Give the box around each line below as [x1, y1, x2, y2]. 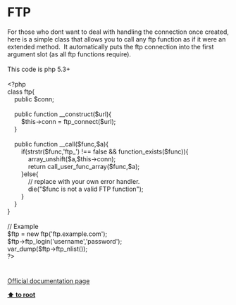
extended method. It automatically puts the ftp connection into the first [7, 42, 214, 51]
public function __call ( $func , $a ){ [13, 139, 109, 148]
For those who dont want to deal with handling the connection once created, [7, 27, 229, 36]
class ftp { [7, 87, 35, 96]
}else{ [20, 170, 39, 178]
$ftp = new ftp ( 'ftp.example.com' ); [7, 230, 108, 238]
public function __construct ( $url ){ [13, 110, 112, 118]
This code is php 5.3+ [7, 65, 70, 73]
